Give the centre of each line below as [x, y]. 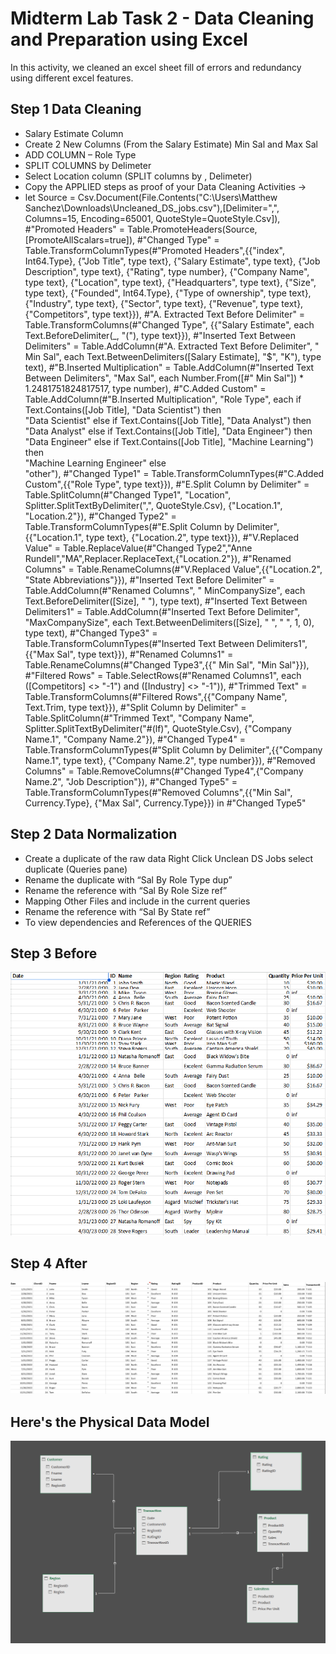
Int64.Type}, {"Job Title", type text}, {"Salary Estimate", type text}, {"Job [172, 261]
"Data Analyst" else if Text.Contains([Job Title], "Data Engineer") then [168, 431]
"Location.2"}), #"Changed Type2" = [100, 516]
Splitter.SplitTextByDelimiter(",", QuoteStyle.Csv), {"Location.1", [153, 505]
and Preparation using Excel [129, 39]
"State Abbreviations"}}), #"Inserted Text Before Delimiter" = [149, 579]
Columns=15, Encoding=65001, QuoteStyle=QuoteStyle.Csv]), [152, 218]
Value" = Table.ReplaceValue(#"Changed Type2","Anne [138, 548]
